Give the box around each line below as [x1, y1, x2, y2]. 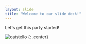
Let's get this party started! [5, 24, 60, 30]
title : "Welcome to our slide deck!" [5, 11, 82, 16]
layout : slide [5, 7, 34, 12]
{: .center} [28, 34, 49, 40]
